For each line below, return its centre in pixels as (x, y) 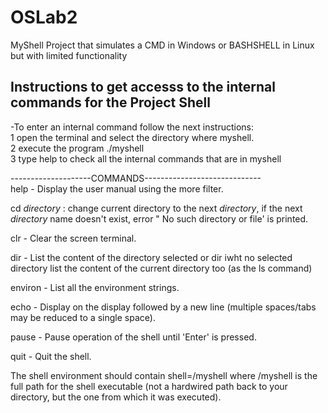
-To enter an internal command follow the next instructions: (132, 127)
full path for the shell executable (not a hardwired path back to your (149, 386)
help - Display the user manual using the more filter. (117, 188)
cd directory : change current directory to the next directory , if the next (156, 208)
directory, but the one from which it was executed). (116, 397)
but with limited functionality (69, 55)
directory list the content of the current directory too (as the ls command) (161, 268)
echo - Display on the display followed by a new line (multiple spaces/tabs (163, 307)
